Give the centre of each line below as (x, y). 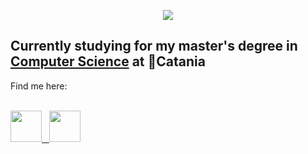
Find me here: (39, 86)
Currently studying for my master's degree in (154, 46)
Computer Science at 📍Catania (108, 61)
